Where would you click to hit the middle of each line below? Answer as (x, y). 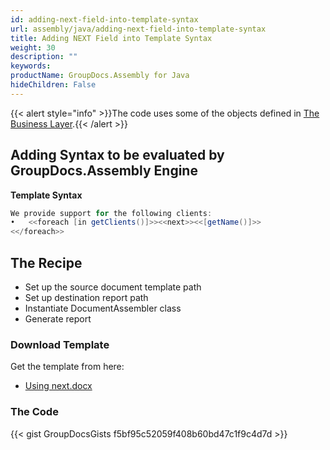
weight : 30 (33, 47)
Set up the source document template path (113, 287)
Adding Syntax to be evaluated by (117, 155)
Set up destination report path (86, 297)
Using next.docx (58, 386)
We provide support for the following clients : (111, 213)
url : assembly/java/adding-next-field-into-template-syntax (138, 29)
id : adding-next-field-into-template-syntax (104, 19)
